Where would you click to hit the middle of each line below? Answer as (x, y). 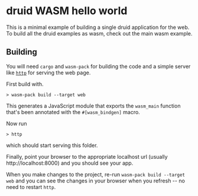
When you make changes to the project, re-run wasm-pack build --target (95, 174)
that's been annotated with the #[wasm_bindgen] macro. (73, 112)
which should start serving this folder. (52, 145)
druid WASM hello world (67, 11)
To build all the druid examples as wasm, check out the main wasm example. (99, 33)
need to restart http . (31, 187)
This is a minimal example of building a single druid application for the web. (98, 27)
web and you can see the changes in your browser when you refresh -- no (95, 181)
